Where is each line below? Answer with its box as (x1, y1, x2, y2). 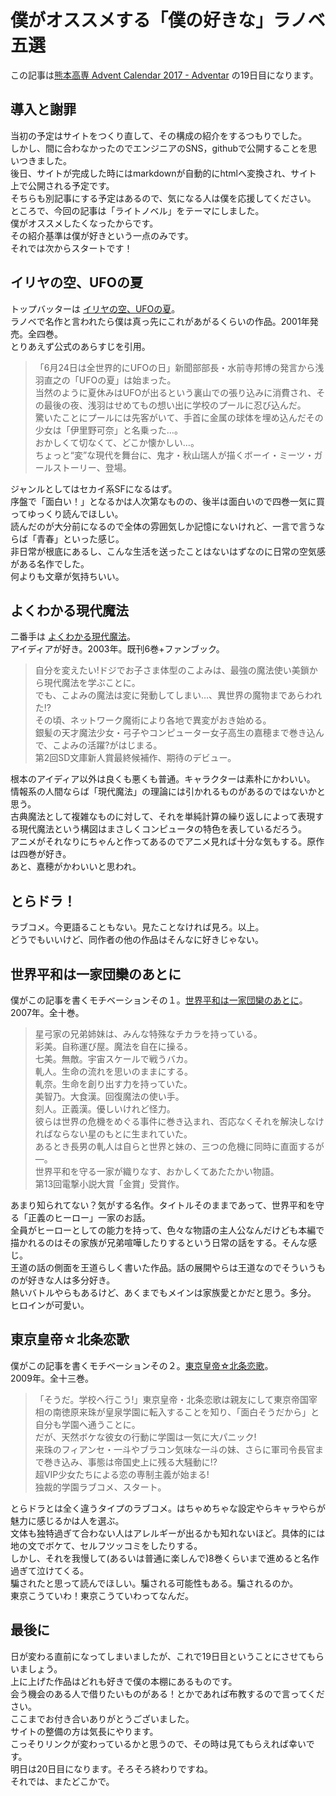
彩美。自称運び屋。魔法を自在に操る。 (34, 1041, 193, 1052)
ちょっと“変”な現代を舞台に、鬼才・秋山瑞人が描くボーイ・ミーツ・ (34, 449, 315, 461)
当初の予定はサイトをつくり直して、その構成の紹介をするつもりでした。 (10, 129, 308, 141)
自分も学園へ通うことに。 (34, 1418, 141, 1430)
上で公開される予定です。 (10, 179, 115, 191)
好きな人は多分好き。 (27, 1274, 116, 1286)
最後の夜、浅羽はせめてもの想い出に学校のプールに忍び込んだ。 (43, 399, 307, 411)
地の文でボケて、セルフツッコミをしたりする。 (10, 1539, 203, 1551)
